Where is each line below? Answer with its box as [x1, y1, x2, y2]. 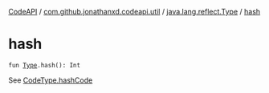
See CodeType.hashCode [8, 75, 93, 85]
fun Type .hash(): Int [8, 61, 81, 69]
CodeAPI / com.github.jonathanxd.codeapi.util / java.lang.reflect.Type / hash [8, 7, 261, 16]
